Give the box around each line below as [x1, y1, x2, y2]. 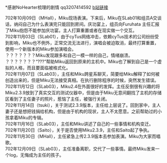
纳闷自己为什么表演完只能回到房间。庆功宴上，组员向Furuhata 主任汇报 [13, 21, 160, 27]
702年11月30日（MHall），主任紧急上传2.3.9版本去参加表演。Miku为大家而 [5, 134, 157, 139]
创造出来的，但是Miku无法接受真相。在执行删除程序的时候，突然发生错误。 [5, 77, 159, 83]
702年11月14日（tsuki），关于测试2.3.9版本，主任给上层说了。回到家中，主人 [5, 102, 161, 108]
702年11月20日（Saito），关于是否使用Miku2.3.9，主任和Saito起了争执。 [5, 127, 153, 133]
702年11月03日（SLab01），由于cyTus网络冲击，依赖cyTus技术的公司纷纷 [5, 34, 155, 39]
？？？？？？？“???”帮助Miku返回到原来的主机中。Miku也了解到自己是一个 [5, 59, 158, 64]
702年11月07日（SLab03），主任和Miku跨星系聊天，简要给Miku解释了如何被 [5, 71, 160, 77]
